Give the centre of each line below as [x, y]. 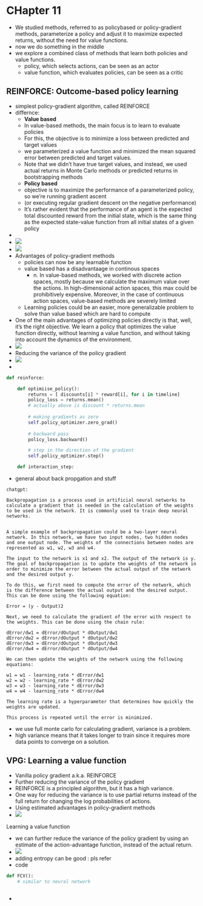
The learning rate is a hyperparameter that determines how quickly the [100, 702]
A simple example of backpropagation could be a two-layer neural [92, 532]
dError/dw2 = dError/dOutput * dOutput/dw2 [62, 638]
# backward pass [48, 434]
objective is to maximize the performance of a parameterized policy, [109, 190]
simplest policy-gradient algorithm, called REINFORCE [82, 106]
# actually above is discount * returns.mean [87, 406]
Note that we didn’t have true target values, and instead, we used [105, 164]
